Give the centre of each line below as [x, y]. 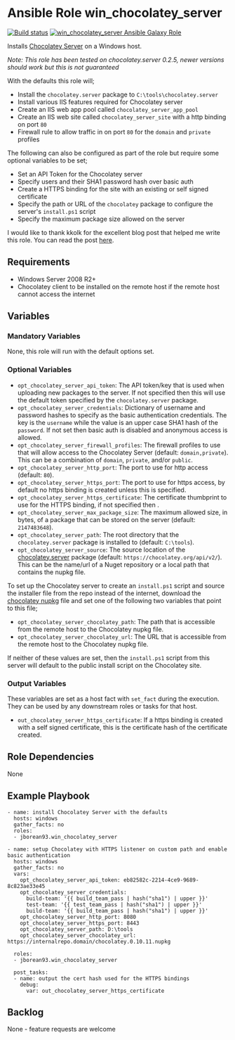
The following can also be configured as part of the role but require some [113, 153]
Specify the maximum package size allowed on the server [101, 219]
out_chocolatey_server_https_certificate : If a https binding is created [120, 720]
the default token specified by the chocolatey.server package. [108, 400]
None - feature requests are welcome [61, 1029]
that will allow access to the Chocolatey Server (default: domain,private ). [123, 452]
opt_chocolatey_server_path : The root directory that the [98, 534]
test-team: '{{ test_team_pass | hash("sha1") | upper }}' [114, 905]
